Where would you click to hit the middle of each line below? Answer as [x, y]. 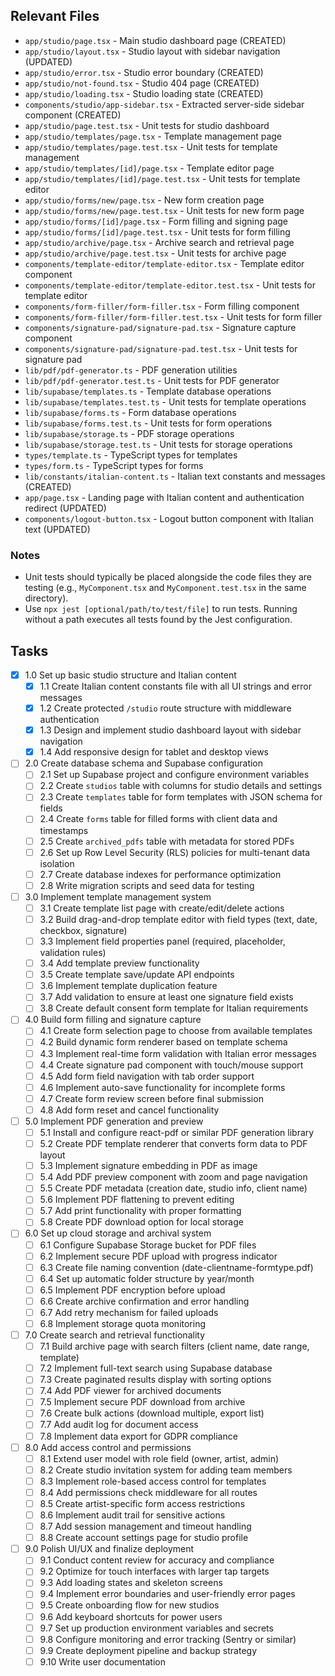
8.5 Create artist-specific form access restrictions [142, 1503]
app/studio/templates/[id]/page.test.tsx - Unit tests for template [162, 178]
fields [51, 808]
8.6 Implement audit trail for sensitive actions [132, 1515]
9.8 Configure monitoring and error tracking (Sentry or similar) [168, 1639]
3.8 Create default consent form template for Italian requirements [174, 1008]
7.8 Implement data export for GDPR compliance [138, 1436]
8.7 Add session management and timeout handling [145, 1526]
